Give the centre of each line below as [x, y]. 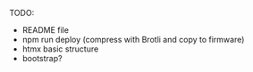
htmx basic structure [60, 49]
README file [46, 30]
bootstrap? [42, 58]
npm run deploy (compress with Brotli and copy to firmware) [133, 40]
